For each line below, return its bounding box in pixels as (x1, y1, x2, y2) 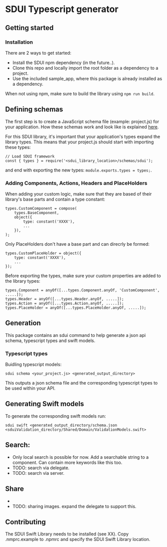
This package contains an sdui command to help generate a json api (5, 332, 146, 338)
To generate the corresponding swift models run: (5, 413, 106, 419)
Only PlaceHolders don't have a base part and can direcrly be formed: (5, 241, 150, 247)
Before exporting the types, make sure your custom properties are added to (5, 272, 161, 279)
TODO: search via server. (12, 470, 64, 476)
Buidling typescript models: (5, 361, 61, 368)
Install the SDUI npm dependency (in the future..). (12, 59, 115, 66)
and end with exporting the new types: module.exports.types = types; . (5, 167, 152, 173)
